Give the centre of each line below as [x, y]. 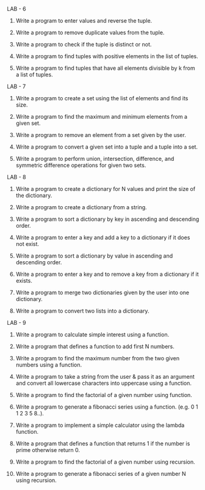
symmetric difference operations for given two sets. [81, 165]
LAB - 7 [16, 86]
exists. [24, 280]
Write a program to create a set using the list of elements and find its [102, 98]
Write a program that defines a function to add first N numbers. [95, 346]
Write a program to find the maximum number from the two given [98, 358]
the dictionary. [34, 195]
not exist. [27, 244]
